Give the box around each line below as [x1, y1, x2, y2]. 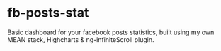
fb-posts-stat [7, 5, 89, 21]
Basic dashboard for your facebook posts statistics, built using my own [7, 28, 215, 36]
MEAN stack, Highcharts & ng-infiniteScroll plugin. [7, 35, 154, 43]
